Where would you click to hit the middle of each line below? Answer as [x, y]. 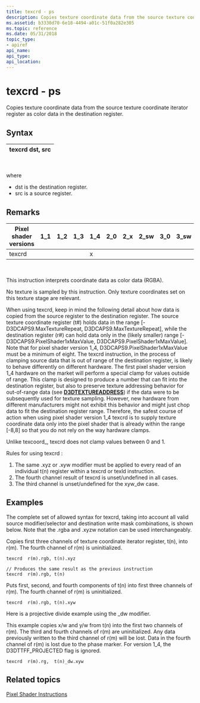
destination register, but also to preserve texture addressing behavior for [95, 386]
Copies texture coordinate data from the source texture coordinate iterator [97, 107]
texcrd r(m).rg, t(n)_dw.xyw [45, 661]
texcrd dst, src [30, 150]
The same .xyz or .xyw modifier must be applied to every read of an [98, 465]
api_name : [18, 51]
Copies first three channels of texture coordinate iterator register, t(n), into [97, 541]
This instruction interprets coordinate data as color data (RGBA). [85, 280]
